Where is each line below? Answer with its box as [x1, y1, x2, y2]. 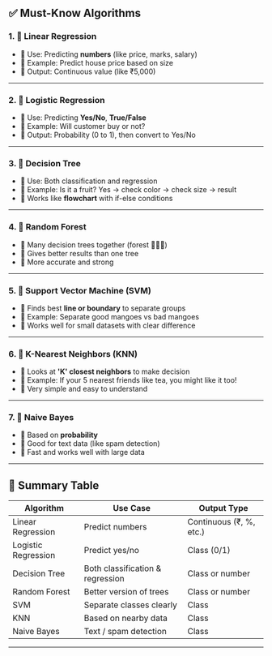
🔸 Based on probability [19, 430, 99, 440]
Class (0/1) [187, 545, 231, 556]
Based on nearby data [83, 612, 168, 624]
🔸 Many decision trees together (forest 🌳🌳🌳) [19, 239, 168, 250]
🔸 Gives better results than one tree [19, 248, 139, 258]
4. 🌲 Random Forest [8, 221, 87, 233]
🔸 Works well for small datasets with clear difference [19, 320, 196, 330]
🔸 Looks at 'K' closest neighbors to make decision [19, 367, 190, 376]
